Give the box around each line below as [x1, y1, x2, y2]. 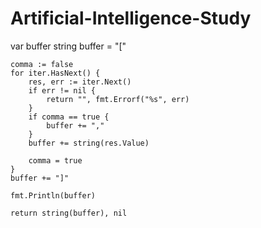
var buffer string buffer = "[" [10, 40, 127, 52]
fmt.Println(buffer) [10, 190, 97, 201]
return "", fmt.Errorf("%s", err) [46, 94, 190, 104]
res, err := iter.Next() [28, 77, 132, 87]
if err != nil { [28, 85, 97, 96]
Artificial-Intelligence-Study [10, 7, 252, 30]
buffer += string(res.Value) [28, 138, 150, 148]
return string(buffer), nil [10, 208, 128, 218]
